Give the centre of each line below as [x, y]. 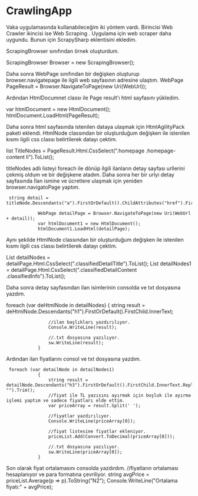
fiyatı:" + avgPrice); [29, 487]
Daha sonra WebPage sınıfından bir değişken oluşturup [73, 74]
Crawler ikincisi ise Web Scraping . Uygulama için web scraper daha [89, 33]
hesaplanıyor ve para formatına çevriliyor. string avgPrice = [78, 474]
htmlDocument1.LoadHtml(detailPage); [84, 229]
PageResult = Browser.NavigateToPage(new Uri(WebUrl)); [77, 86]
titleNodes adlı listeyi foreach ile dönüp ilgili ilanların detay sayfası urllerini [95, 168]
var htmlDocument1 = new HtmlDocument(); [89, 224]
